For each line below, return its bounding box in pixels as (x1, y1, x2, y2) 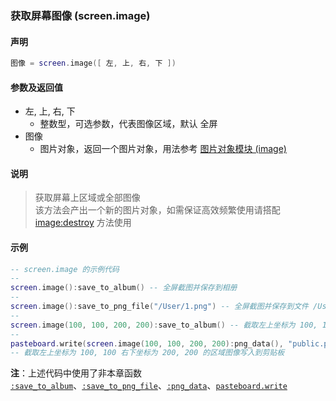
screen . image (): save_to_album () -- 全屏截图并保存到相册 (10, 283, 238, 293)
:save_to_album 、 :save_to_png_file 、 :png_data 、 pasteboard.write (10, 380, 288, 392)
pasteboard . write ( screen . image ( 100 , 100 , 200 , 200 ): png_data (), (10, 338, 284, 349)
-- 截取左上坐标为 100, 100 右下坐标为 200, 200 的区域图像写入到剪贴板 (10, 348, 285, 358)
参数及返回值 (10, 81, 63, 93)
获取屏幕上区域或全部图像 (34, 192, 141, 204)
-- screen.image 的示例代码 (10, 264, 120, 274)
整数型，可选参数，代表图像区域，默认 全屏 (39, 118, 218, 130)
